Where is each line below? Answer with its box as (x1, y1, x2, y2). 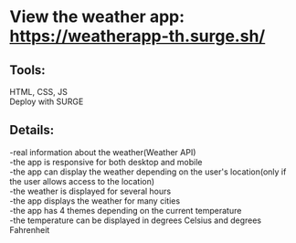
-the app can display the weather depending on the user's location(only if (9, 166, 287, 177)
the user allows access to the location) (9, 175, 155, 186)
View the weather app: (9, 6, 185, 27)
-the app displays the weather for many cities (9, 195, 181, 206)
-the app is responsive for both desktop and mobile (9, 156, 203, 167)
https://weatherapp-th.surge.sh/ (9, 26, 266, 47)
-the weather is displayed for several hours (9, 185, 172, 196)
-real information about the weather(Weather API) (9, 146, 196, 157)
